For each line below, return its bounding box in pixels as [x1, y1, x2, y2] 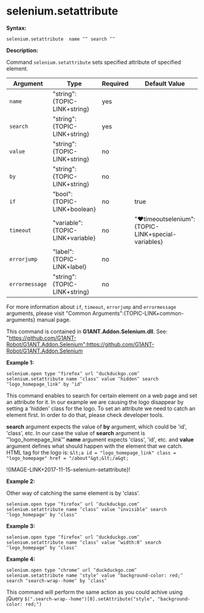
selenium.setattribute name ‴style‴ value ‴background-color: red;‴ [6, 572, 183, 578]
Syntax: [6, 24, 27, 32]
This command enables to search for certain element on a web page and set [6, 391, 197, 399]
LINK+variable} [52, 234, 96, 242]
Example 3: [6, 522, 35, 529]
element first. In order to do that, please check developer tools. [6, 411, 164, 418]
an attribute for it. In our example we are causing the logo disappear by [6, 398, 184, 405]
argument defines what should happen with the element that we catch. [6, 442, 183, 450]
